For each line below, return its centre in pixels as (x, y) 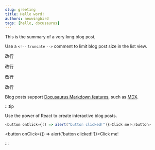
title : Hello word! (25, 14)
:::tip (9, 106)
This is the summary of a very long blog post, (50, 37)
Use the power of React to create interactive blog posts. (61, 116)
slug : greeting (20, 9)
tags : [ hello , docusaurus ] (32, 23)
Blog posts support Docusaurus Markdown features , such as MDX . (72, 97)
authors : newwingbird (27, 18)
